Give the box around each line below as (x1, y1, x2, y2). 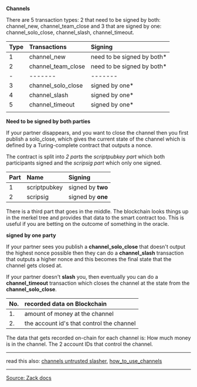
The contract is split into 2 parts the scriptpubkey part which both (6, 153, 165, 160)
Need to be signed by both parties (6, 118, 91, 125)
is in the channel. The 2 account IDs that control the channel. (6, 341, 154, 348)
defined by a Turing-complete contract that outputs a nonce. (6, 142, 152, 149)
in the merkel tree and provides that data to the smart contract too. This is (6, 214, 185, 221)
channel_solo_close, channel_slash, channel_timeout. (6, 29, 135, 36)
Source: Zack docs (6, 375, 52, 381)
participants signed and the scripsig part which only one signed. (6, 159, 162, 166)
